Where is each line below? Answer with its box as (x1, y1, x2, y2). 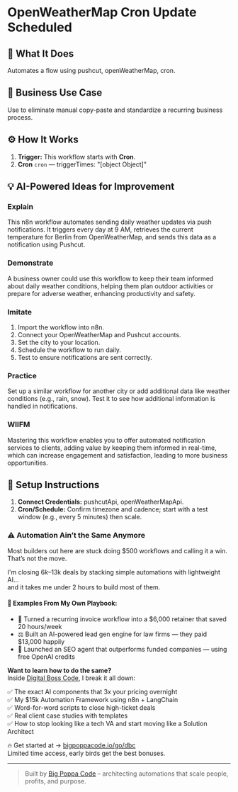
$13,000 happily (17, 637, 65, 645)
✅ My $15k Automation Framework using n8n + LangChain (7, 695, 178, 703)
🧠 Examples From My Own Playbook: (7, 599, 118, 608)
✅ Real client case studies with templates (7, 711, 128, 720)
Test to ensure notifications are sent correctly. (17, 353, 152, 361)
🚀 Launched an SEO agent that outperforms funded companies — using (17, 645, 227, 653)
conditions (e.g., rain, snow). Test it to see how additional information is (7, 395, 216, 403)
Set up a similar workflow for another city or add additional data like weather (7, 387, 230, 395)
